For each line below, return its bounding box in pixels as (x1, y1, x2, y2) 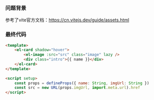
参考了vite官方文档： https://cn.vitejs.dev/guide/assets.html (5, 17, 130, 23)
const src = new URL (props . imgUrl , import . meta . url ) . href (14, 85, 140, 90)
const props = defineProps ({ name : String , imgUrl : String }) (14, 80, 149, 86)
